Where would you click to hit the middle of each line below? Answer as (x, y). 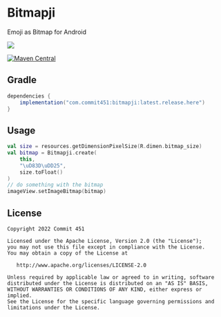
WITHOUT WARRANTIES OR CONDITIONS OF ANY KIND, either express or (105, 289)
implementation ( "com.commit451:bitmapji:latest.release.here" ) (113, 102)
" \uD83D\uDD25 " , (43, 165)
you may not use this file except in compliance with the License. (106, 247)
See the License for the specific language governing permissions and (111, 302)
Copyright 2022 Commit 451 (46, 229)
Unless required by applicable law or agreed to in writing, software (111, 278)
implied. (20, 296)
